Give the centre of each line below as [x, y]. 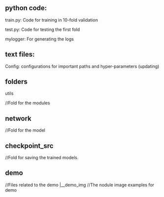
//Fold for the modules [27, 103]
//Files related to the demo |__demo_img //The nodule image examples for [80, 185]
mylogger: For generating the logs [40, 39]
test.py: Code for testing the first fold [42, 29]
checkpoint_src [29, 146]
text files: [20, 54]
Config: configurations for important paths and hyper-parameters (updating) [82, 66]
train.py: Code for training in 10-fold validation [52, 20]
